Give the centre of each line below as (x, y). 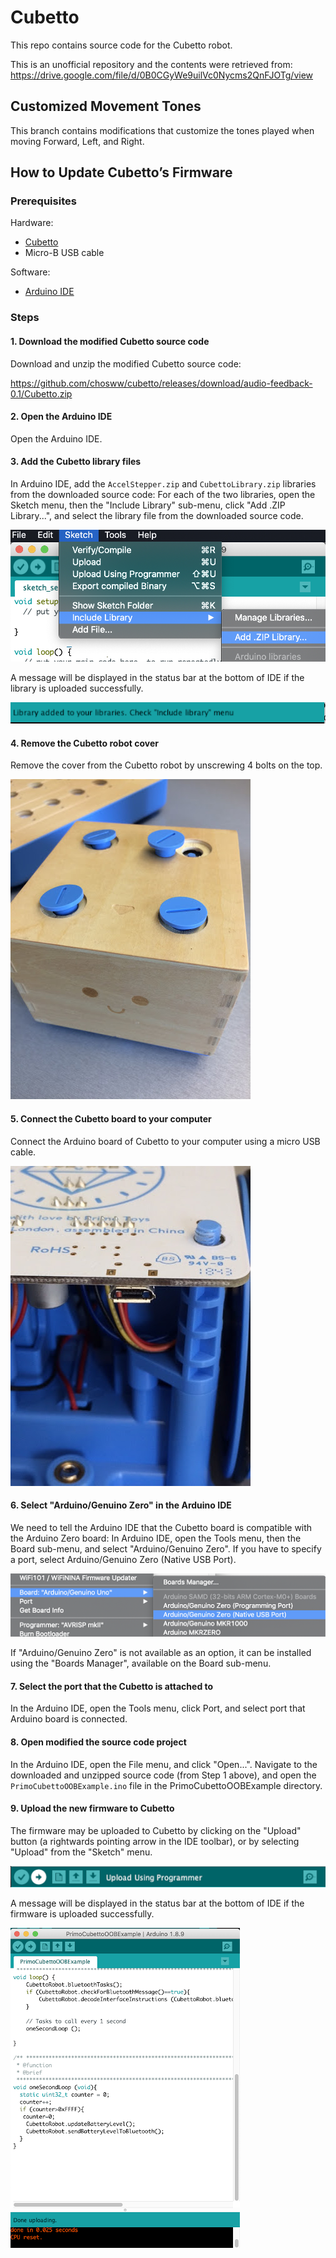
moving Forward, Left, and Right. (77, 141)
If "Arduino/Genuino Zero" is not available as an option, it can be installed (161, 1653)
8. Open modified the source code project (98, 1742)
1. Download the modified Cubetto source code (110, 341)
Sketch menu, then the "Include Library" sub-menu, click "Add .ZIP (148, 505)
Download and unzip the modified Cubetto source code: (126, 363)
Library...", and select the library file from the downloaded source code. (157, 515)
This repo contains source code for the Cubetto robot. (121, 45)
